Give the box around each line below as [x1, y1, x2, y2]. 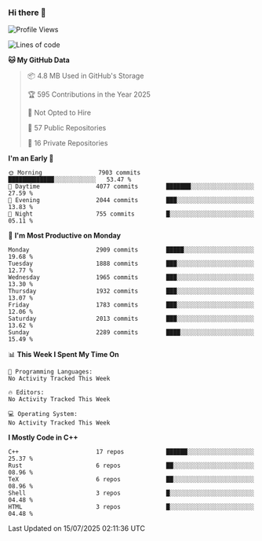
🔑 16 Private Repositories [27, 138, 108, 148]
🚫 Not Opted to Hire [27, 108, 92, 117]
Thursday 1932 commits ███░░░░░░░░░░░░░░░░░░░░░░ [8, 287, 255, 296]
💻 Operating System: [8, 410, 78, 418]
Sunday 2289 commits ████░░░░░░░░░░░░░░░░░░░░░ [8, 329, 255, 337]
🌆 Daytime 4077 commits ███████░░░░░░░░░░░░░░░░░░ [8, 182, 255, 191]
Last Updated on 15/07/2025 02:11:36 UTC [8, 524, 145, 533]
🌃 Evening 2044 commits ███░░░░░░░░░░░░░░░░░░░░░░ [8, 197, 255, 204]
